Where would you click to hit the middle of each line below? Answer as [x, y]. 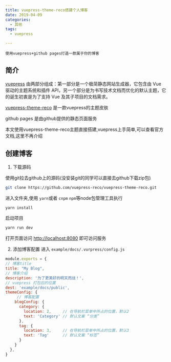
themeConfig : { [22, 292]
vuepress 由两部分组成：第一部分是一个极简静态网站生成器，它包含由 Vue [83, 84]
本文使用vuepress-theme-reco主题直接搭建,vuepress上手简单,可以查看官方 [84, 129]
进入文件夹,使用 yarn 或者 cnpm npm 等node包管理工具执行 [64, 198]
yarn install [19, 208]
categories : [18, 20]
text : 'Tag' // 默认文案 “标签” [62, 335]
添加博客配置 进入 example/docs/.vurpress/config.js [69, 249]
